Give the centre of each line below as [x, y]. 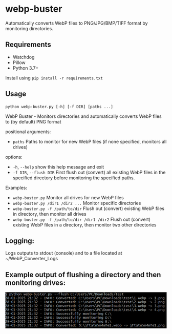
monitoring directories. [29, 28]
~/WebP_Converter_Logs [31, 259]
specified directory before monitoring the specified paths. [74, 178]
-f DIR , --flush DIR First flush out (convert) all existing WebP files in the [89, 172]
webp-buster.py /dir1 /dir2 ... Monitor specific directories [77, 203]
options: [14, 157]
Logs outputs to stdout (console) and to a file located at [64, 253]
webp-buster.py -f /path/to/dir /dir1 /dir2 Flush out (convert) [82, 219]
